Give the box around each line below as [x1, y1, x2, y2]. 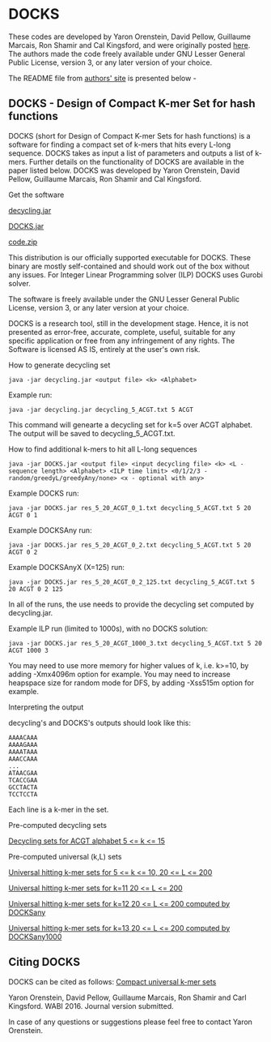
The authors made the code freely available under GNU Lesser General [8, 49, 245, 58]
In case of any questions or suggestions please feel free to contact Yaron [8, 1017, 253, 1027]
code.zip [8, 237, 38, 247]
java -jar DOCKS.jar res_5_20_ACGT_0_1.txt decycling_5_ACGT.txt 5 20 [8, 504, 252, 512]
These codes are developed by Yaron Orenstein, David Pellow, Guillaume [8, 32, 251, 41]
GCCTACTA [8, 783, 38, 791]
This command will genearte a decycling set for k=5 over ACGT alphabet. [8, 419, 253, 430]
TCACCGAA [8, 776, 38, 784]
